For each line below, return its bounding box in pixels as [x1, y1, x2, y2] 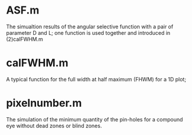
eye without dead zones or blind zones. [6, 122, 102, 129]
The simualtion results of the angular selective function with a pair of [6, 23, 174, 30]
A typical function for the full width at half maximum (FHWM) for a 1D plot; [6, 75, 187, 83]
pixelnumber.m [6, 97, 82, 110]
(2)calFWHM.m [6, 35, 43, 42]
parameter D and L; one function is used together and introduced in [6, 29, 171, 36]
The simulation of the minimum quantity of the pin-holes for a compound [6, 116, 183, 123]
